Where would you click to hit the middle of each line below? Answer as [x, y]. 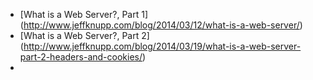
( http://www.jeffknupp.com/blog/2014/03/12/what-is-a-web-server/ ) [161, 25]
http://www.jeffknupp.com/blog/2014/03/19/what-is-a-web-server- [162, 46]
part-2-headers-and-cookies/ [81, 57]
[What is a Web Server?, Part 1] [84, 14]
